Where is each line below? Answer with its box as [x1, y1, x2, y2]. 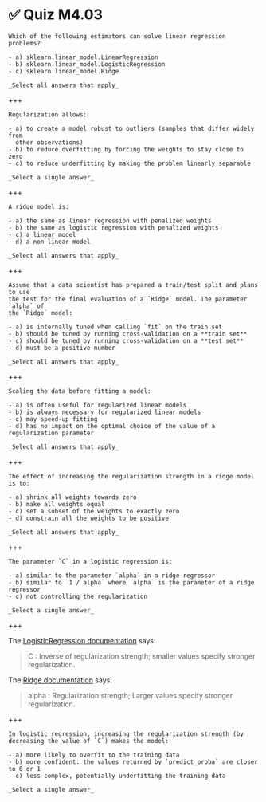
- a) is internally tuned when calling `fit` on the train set [8, 323, 223, 331]
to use [8, 288, 30, 296]
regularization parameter [8, 429, 94, 437]
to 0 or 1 [8, 765, 41, 773]
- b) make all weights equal [8, 500, 105, 508]
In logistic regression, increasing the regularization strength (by [8, 729, 244, 738]
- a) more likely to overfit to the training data [8, 751, 180, 759]
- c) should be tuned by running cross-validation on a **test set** [8, 336, 244, 344]
